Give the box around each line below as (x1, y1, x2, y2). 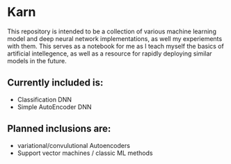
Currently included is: (7, 77, 104, 89)
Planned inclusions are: (7, 123, 111, 135)
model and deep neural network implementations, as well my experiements (7, 34, 223, 42)
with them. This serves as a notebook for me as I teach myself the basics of (7, 42, 224, 50)
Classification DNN (17, 95, 72, 104)
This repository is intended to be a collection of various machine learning (7, 27, 217, 35)
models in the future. (7, 56, 67, 65)
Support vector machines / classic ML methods (17, 149, 153, 157)
